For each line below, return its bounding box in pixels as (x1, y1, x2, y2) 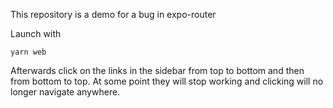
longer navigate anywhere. (10, 86, 121, 98)
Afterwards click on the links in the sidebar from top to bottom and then (10, 65, 305, 76)
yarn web (10, 47, 47, 57)
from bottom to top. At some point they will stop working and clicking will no (10, 75, 324, 87)
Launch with (10, 28, 62, 39)
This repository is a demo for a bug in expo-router (10, 9, 217, 20)
